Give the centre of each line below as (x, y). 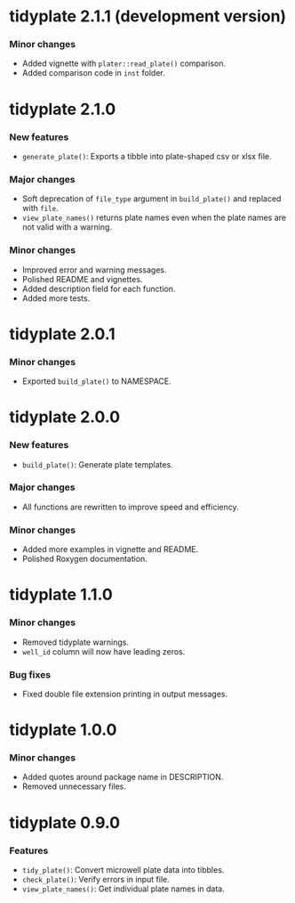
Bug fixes (30, 674)
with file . (40, 208)
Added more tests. (56, 298)
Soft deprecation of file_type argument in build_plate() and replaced (151, 199)
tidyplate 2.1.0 (63, 109)
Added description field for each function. (99, 289)
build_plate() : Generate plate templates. (97, 464)
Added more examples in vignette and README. (110, 549)
